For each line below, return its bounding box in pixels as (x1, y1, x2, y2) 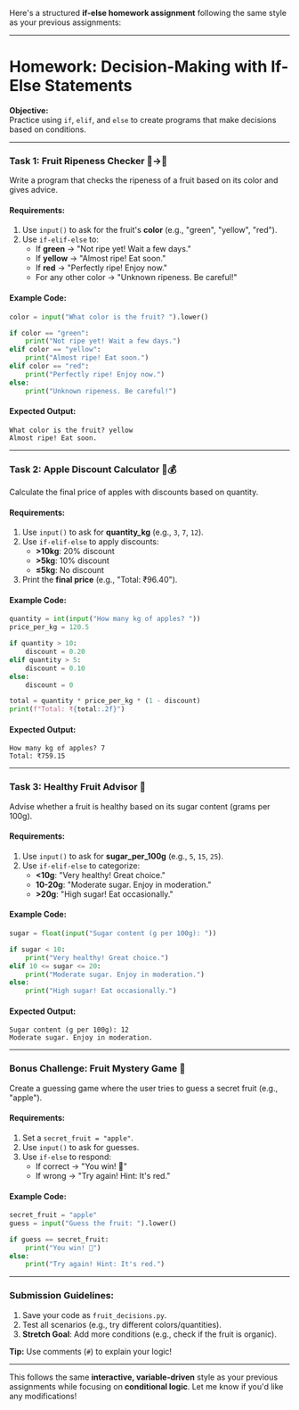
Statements (44, 76, 133, 96)
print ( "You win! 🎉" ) (25, 1243, 101, 1252)
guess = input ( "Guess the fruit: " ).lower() (9, 1218, 177, 1228)
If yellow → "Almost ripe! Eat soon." (35, 253, 166, 264)
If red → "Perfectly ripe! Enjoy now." (35, 262, 167, 273)
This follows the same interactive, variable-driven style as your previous (9, 1372, 279, 1382)
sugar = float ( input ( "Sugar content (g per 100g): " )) (9, 929, 217, 938)
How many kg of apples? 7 (9, 744, 105, 753)
